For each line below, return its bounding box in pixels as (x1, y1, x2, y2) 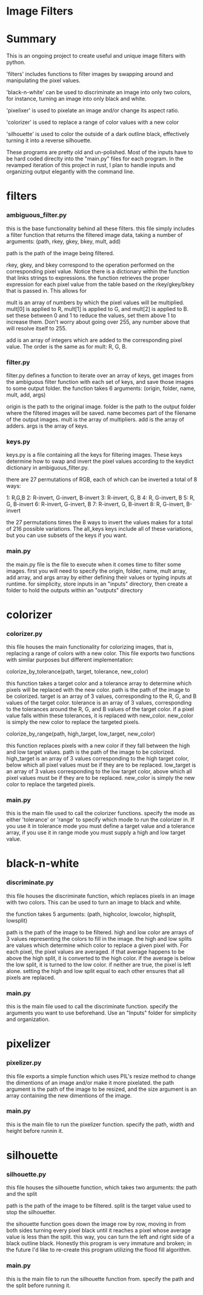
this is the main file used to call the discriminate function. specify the (6, 1003, 178, 1010)
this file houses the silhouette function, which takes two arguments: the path (6, 1184, 197, 1191)
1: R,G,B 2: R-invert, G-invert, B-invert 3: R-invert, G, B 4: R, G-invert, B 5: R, (6, 494, 195, 502)
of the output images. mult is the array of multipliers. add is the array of (6, 415, 185, 423)
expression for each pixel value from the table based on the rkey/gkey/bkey (6, 281, 195, 288)
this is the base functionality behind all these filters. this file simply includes (6, 225, 195, 232)
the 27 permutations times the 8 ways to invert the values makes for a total (6, 519, 193, 526)
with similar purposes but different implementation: (6, 656, 134, 663)
